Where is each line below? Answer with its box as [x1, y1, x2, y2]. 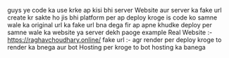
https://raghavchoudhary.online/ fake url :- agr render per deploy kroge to [7, 36, 222, 44]
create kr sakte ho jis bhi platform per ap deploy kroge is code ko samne [7, 13, 218, 22]
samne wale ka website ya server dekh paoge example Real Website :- [7, 28, 213, 36]
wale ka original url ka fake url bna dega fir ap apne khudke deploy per [7, 21, 213, 29]
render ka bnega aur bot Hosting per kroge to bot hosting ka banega [7, 43, 206, 51]
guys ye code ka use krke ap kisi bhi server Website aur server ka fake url [7, 6, 222, 14]
